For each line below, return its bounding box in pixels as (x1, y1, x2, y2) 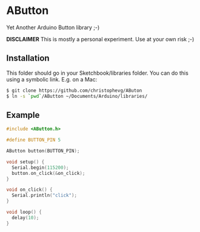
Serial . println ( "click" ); (12, 193, 78, 199)
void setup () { (6, 159, 45, 165)
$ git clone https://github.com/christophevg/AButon (6, 87, 142, 94)
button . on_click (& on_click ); (12, 170, 85, 176)
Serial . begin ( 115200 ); (12, 165, 69, 171)
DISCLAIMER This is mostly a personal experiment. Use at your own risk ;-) (6, 35, 195, 43)
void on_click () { (6, 186, 53, 193)
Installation (6, 53, 50, 64)
